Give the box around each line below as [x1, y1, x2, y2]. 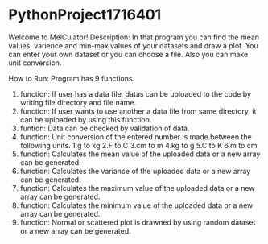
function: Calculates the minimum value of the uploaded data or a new [19, 200, 254, 210]
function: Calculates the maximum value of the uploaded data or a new [19, 183, 255, 192]
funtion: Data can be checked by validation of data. [19, 123, 190, 133]
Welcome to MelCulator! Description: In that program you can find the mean [8, 32, 260, 42]
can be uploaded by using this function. [19, 114, 152, 124]
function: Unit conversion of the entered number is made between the [19, 131, 252, 142]
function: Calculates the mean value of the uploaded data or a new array [19, 149, 261, 159]
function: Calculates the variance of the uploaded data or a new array [19, 166, 251, 176]
